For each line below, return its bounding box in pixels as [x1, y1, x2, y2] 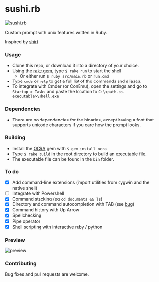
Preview [5, 236, 25, 243]
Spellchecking [12, 212, 41, 218]
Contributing [5, 260, 37, 267]
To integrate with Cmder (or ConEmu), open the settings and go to [12, 83, 147, 89]
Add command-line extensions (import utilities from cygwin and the [12, 179, 150, 186]
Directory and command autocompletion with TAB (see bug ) [12, 201, 135, 207]
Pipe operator [12, 218, 40, 224]
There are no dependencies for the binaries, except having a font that [12, 117, 154, 122]
